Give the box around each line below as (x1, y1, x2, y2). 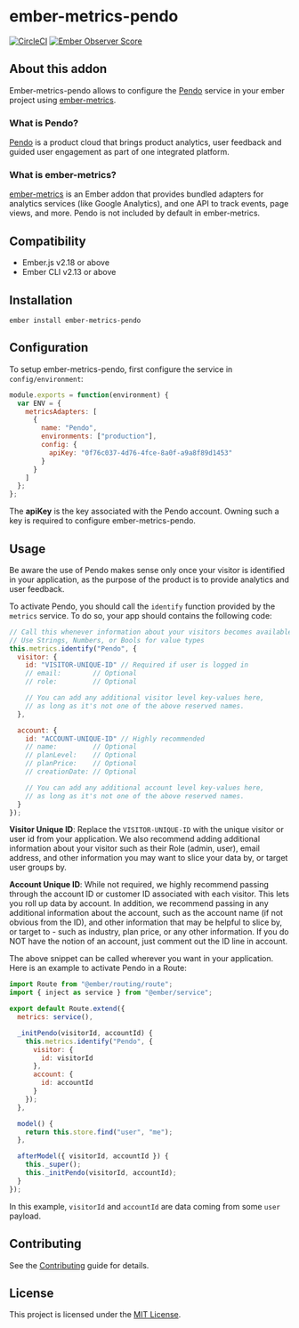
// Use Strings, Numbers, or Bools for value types (9, 636, 205, 644)
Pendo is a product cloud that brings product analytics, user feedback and (9, 137, 282, 148)
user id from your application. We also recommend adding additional (9, 834, 261, 845)
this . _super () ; (25, 1160, 82, 1170)
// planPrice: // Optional (25, 759, 138, 768)
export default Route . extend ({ (9, 1004, 125, 1014)
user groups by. (9, 862, 67, 873)
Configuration (9, 340, 89, 355)
